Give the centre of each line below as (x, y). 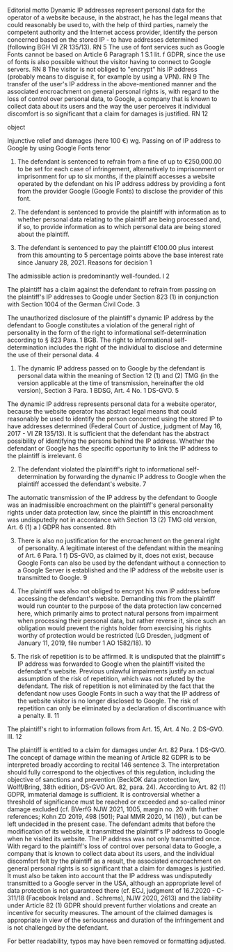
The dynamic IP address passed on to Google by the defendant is (111, 368)
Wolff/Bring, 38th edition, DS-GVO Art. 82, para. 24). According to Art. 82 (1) (116, 787)
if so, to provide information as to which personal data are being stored (119, 227)
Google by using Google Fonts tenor (59, 148)
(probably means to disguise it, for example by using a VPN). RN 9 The (109, 77)
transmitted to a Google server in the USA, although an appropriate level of (114, 883)
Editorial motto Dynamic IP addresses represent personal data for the (106, 10)
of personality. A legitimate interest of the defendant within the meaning (120, 548)
